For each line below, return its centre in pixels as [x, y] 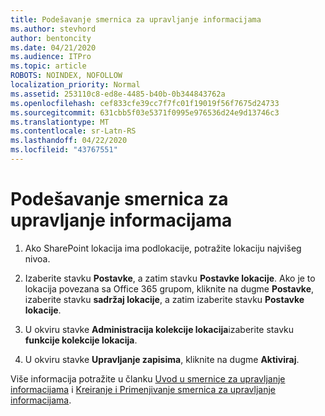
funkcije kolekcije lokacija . [81, 340]
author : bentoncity [51, 38]
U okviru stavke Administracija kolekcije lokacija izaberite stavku [159, 329]
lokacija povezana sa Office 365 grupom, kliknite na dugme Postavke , [169, 288]
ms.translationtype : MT [60, 122]
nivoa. [37, 258]
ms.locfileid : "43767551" [64, 150]
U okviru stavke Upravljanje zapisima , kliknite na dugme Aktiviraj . [162, 359]
